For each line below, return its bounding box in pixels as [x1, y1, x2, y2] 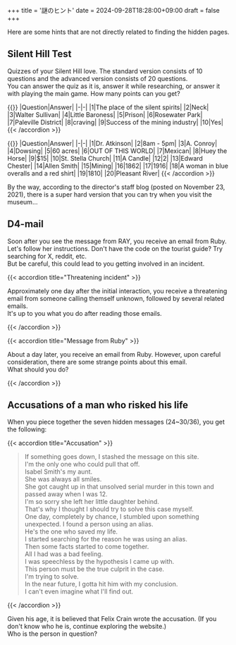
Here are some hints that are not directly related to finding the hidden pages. [7, 27, 230, 36]
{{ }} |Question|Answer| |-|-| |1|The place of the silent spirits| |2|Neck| [7, 103, 209, 111]
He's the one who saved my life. [24, 527, 118, 536]
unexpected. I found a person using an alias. [24, 520, 154, 529]
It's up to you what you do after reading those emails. [7, 309, 162, 317]
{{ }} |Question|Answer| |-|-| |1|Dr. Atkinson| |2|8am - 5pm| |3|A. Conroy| [7, 139, 218, 147]
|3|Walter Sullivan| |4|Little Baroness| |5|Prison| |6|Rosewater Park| [7, 110, 203, 118]
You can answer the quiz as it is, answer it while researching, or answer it [7, 82, 221, 90]
